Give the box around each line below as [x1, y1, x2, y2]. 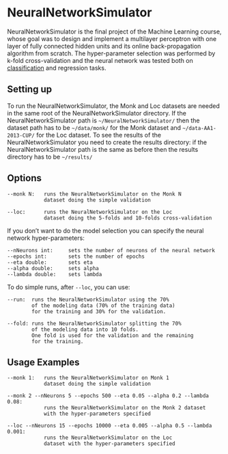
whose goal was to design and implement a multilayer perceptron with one [7, 34, 217, 42]
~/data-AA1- [182, 124, 216, 131]
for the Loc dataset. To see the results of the [36, 131, 162, 139]
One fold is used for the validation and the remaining [31, 332, 194, 339]
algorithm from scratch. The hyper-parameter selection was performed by [7, 49, 216, 57]
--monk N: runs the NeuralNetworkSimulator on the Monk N [7, 190, 182, 198]
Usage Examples [7, 356, 80, 368]
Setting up [7, 83, 53, 95]
